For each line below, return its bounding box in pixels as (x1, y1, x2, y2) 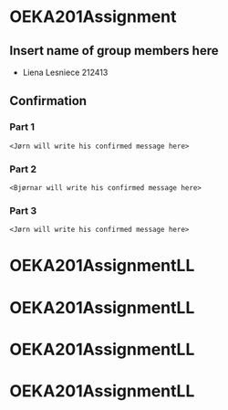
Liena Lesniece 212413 (22, 67, 109, 78)
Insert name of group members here (9, 43, 219, 58)
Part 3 (9, 204, 37, 216)
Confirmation (9, 93, 88, 109)
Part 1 (9, 121, 35, 133)
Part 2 (9, 163, 37, 175)
